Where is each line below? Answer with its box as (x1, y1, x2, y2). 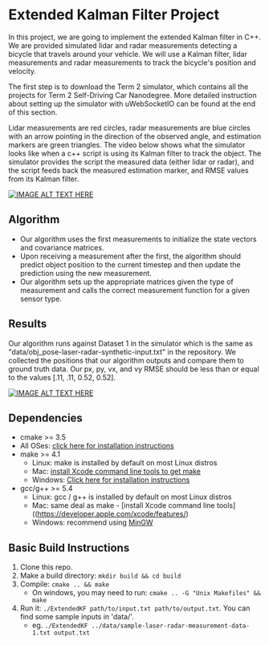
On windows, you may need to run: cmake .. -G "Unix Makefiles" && (31, 588, 261, 598)
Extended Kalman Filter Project (8, 6, 219, 24)
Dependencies (8, 411, 83, 424)
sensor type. (19, 294, 63, 303)
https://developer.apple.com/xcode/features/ (37, 509, 186, 519)
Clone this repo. (19, 562, 73, 572)
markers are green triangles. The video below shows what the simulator (8, 140, 246, 149)
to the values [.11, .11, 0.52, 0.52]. (8, 372, 116, 382)
